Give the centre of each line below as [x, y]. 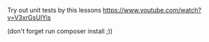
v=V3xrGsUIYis [29, 17]
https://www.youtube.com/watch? [152, 10]
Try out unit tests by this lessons [55, 10]
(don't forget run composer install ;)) [60, 31]
